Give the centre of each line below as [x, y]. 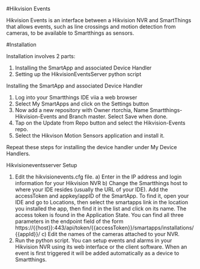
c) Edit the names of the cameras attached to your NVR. [111, 234]
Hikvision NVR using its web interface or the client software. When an [101, 247]
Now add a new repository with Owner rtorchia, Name [82, 110]
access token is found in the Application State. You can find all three [99, 215]
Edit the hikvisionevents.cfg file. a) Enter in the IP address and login [98, 177]
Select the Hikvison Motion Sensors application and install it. [90, 135]
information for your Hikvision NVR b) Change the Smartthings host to [101, 183]
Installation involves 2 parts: [41, 56]
